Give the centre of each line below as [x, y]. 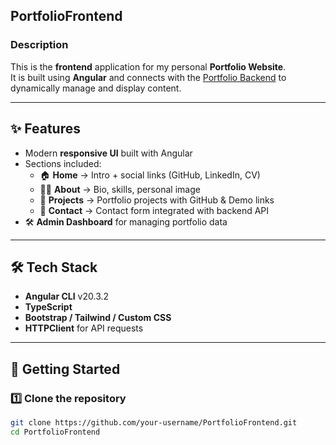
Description [39, 45]
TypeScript [48, 307]
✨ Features [45, 129]
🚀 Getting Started [65, 369]
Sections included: [63, 163]
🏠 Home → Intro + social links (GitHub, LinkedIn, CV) [150, 175]
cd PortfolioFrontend [55, 432]
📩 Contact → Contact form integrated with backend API [154, 210]
